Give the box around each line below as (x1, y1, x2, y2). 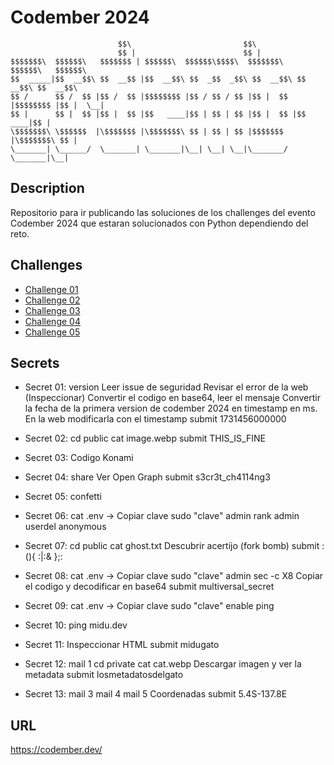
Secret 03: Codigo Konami (24, 452, 134, 464)
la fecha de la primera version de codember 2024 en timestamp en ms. (24, 402, 318, 415)
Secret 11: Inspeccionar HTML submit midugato (24, 639, 220, 651)
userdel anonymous (24, 521, 107, 533)
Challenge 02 (24, 294, 81, 306)
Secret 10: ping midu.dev (24, 619, 128, 631)
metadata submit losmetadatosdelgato (24, 669, 184, 681)
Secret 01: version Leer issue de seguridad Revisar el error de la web (24, 381, 309, 393)
